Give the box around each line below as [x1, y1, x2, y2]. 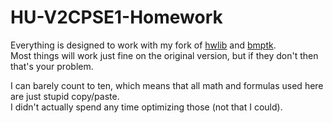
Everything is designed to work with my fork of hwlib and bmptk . [10, 39, 277, 51]
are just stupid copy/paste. [10, 90, 120, 102]
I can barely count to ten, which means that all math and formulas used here [10, 79, 324, 91]
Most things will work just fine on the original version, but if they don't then [10, 49, 319, 61]
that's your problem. [10, 60, 94, 72]
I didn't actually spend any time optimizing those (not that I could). [10, 101, 283, 113]
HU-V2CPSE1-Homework [10, 6, 223, 29]
